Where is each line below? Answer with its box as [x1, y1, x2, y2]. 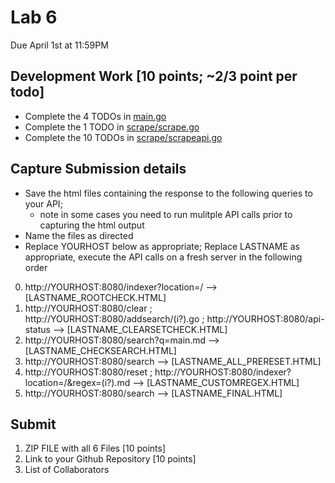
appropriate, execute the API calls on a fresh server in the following [24, 251, 303, 263]
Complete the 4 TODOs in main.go [24, 110, 167, 122]
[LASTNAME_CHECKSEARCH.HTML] [24, 344, 177, 356]
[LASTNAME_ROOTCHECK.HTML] [24, 291, 167, 303]
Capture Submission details [10, 161, 187, 178]
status [24, 323, 51, 335]
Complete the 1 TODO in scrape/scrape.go [24, 121, 200, 133]
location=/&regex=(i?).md [24, 376, 131, 388]
